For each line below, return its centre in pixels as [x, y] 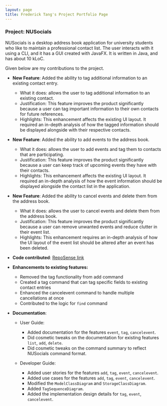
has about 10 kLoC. [25, 58]
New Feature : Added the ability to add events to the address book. [81, 139]
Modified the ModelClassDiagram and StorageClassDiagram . [87, 383]
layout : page [19, 10]
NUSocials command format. [57, 353]
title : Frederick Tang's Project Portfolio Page [57, 14]
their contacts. [35, 170]
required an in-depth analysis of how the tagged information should [89, 125]
